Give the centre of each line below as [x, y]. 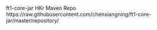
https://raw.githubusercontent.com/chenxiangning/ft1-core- [79, 14]
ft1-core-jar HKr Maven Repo [41, 8]
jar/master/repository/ [32, 21]
